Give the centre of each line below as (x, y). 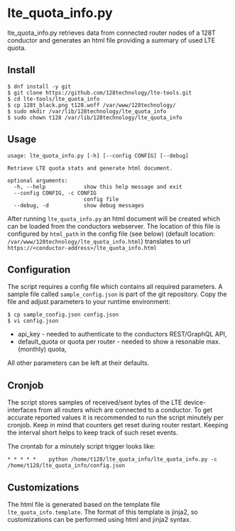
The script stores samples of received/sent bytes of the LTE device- (107, 403)
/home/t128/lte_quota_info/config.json (66, 466)
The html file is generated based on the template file (84, 504)
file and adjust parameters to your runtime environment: (89, 302)
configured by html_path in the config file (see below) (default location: (111, 234)
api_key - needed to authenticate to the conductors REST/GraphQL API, (122, 334)
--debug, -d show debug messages (79, 205)
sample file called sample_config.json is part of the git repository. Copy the (117, 294)
